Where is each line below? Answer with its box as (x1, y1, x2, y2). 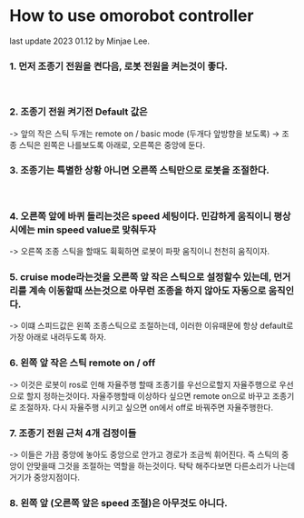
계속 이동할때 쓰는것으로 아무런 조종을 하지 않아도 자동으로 (28, 284, 267, 297)
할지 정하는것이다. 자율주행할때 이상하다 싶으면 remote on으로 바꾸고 (25, 390, 270, 401)
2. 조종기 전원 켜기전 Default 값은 (9, 105, 148, 118)
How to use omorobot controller (9, 5, 254, 26)
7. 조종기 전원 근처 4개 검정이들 (9, 426, 137, 439)
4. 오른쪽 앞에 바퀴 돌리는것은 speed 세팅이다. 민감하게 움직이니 (9, 210, 272, 223)
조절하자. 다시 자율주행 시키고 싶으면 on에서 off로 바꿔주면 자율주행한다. (18, 402, 274, 413)
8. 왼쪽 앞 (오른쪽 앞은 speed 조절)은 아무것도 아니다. (9, 496, 229, 509)
